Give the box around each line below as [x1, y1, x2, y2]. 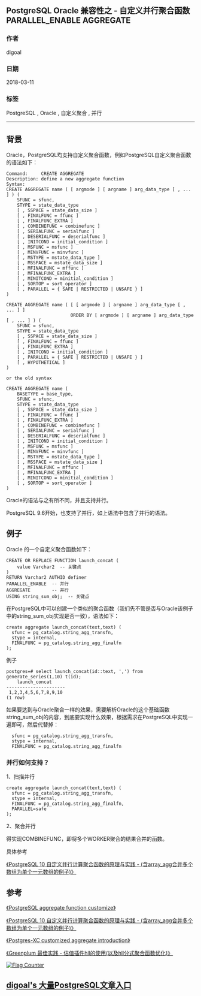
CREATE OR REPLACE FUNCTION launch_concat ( [6, 557, 119, 563]
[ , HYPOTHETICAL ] [17, 360, 66, 366]
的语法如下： [6, 159, 38, 166]
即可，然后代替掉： [11, 721, 59, 728]
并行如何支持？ [6, 758, 50, 766]
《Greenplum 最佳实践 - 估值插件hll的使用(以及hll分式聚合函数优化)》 [6, 949, 173, 957]
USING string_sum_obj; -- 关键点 [6, 593, 90, 599]
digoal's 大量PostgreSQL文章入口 [6, 980, 132, 991]
